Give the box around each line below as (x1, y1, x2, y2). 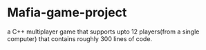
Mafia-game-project (7, 5, 127, 21)
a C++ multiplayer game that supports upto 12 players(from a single (7, 27, 200, 36)
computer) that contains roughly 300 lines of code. (7, 34, 153, 42)
